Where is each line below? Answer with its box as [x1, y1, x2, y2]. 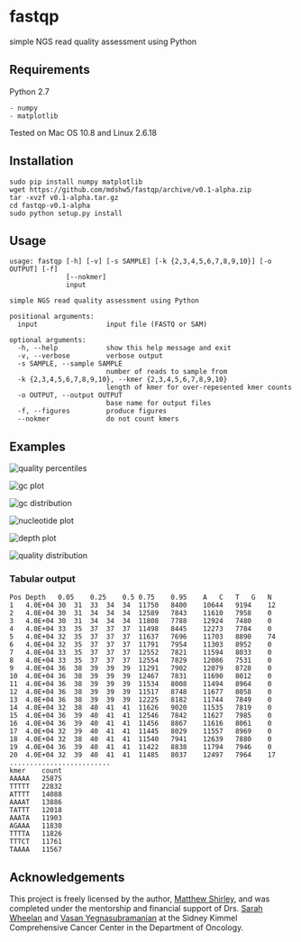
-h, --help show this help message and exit [17, 344, 232, 353]
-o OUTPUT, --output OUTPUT [17, 391, 123, 400]
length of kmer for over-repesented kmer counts [105, 383, 293, 393]
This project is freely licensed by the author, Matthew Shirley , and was [9, 893, 270, 904]
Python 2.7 [9, 86, 50, 96]
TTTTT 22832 [9, 782, 63, 792]
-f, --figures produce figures [17, 407, 168, 416]
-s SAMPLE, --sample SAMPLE [17, 359, 123, 368]
